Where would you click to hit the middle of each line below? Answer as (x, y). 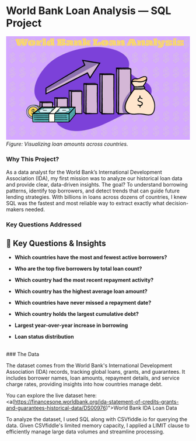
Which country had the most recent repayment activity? (84, 280)
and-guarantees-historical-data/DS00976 (56, 408)
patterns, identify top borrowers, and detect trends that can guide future (93, 191)
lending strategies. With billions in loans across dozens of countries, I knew (97, 197)
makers (15, 209)
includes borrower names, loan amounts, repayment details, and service (93, 378)
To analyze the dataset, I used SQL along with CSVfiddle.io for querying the (97, 419)
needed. (35, 209)
